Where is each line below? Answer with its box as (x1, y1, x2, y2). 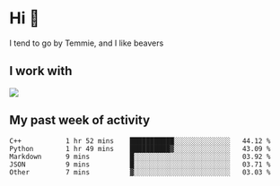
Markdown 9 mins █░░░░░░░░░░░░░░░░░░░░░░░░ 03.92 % (9, 152, 271, 161)
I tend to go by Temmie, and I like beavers (9, 38, 164, 48)
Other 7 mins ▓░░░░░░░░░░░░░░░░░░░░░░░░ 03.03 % (9, 167, 271, 177)
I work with (9, 63, 73, 79)
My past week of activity (9, 113, 151, 128)
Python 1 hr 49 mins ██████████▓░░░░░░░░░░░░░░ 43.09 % (9, 144, 271, 153)
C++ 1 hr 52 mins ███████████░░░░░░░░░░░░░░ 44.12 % (9, 136, 271, 146)
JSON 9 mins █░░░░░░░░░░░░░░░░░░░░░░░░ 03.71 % (9, 160, 271, 169)
